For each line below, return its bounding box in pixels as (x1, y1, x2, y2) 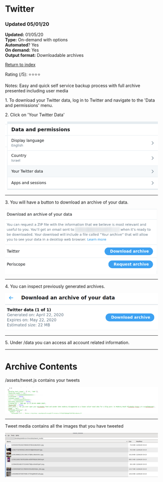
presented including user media (5, 88, 69, 94)
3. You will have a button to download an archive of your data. (5, 199, 129, 205)
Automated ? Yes (5, 42, 39, 48)
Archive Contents (5, 361, 78, 372)
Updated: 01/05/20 (5, 32, 44, 37)
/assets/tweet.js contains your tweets (5, 377, 80, 383)
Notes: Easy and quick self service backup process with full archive (5, 83, 141, 88)
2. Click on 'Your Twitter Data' (5, 112, 65, 118)
